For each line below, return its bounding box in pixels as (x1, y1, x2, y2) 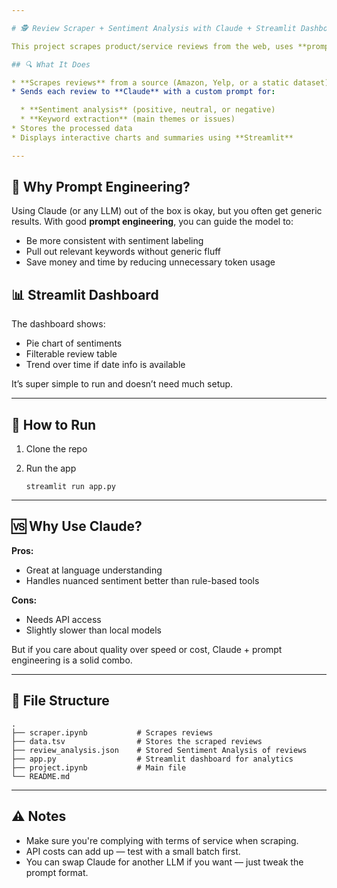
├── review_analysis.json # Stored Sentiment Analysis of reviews (11, 745, 308, 755)
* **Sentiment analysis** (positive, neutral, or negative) (20, 105, 276, 115)
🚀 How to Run (11, 416, 97, 433)
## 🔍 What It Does (11, 59, 91, 70)
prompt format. (25, 866, 89, 878)
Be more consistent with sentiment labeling (25, 235, 204, 247)
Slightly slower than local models (25, 624, 162, 636)
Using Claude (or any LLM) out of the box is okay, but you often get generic (11, 205, 323, 217)
